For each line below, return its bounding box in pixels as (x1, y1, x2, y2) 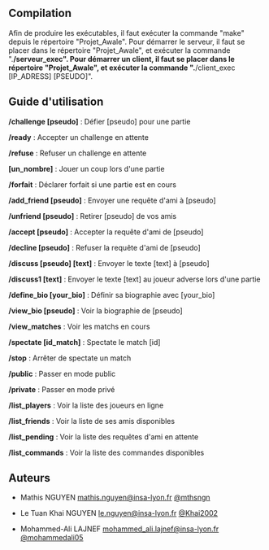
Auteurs (8, 471, 51, 485)
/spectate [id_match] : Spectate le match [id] (8, 337, 161, 347)
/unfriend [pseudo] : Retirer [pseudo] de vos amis (8, 211, 177, 220)
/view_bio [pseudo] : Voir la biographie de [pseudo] (8, 305, 183, 316)
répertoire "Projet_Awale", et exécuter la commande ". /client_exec (8, 63, 236, 72)
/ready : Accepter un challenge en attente (8, 132, 149, 142)
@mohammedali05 (20, 533, 84, 543)
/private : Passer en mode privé (8, 384, 115, 394)
